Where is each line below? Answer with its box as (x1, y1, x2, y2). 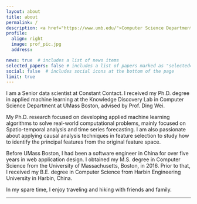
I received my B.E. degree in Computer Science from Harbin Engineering (6, 168, 181, 176)
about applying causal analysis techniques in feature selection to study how (6, 132, 189, 140)
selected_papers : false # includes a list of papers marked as (6, 63, 164, 69)
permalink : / (6, 19, 38, 25)
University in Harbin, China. (6, 175, 73, 182)
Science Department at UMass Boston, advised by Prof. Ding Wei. (6, 102, 165, 109)
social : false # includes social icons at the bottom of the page (6, 68, 175, 74)
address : (11, 47, 33, 53)
